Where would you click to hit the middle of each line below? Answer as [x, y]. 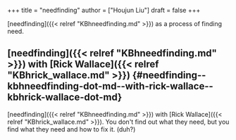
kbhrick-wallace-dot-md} [65, 97]
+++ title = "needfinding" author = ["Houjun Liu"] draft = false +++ [104, 10]
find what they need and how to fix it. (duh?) [72, 129]
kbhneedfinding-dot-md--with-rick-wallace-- [110, 86]
